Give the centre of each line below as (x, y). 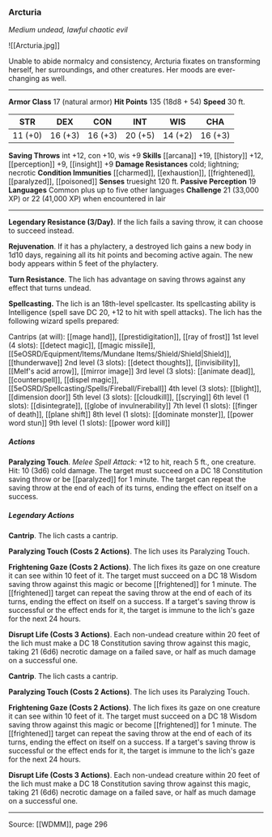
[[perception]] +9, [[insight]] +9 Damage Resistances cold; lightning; (124, 164)
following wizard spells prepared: (64, 321)
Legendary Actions (41, 515)
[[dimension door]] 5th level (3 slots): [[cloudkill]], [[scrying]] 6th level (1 (129, 397)
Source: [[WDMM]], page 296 (58, 824)
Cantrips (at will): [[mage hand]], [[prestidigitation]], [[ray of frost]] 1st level (134, 337)
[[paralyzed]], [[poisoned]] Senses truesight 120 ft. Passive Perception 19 (132, 182)
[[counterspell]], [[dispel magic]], (64, 380)
